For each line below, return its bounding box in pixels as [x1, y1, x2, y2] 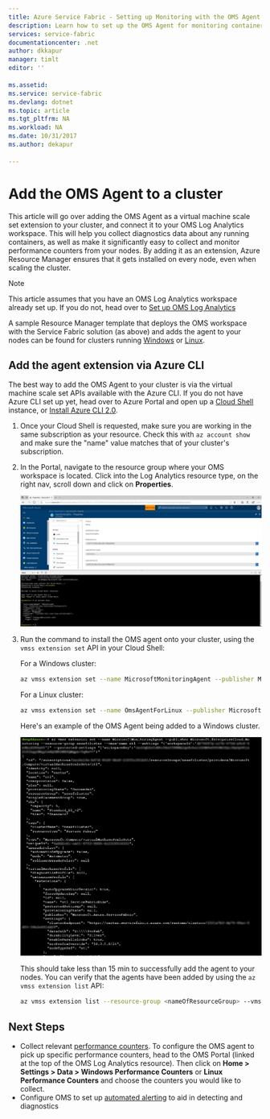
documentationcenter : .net [8, 39, 99, 47]
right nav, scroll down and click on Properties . [19, 479, 174, 489]
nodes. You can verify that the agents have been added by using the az [19, 972, 256, 982]
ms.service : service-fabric [8, 89, 103, 97]
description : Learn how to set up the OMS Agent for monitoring [8, 21, 228, 30]
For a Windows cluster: [19, 659, 96, 669]
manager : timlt [8, 56, 59, 64]
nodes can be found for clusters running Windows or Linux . [8, 335, 205, 345]
